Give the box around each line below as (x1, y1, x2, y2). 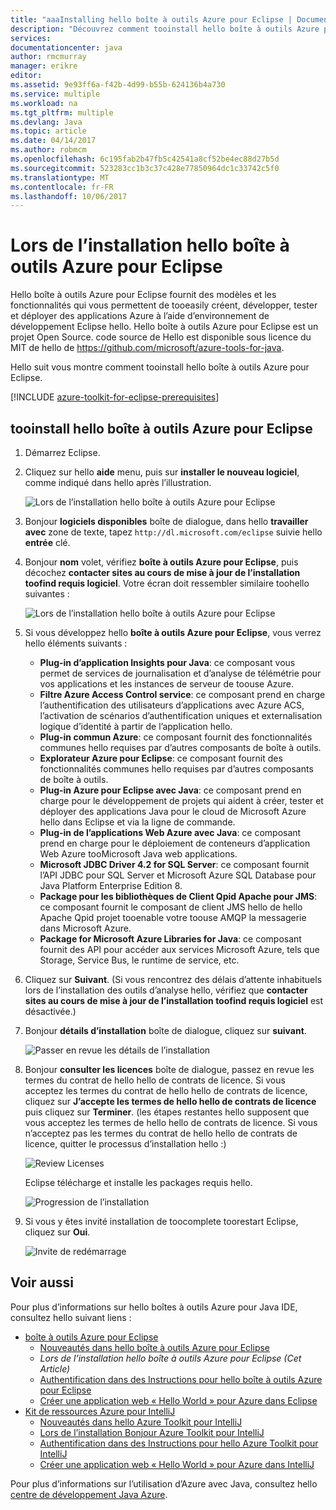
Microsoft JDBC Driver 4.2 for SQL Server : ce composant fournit (39, 859, 310, 870)
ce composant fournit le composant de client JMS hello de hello (39, 901, 303, 913)
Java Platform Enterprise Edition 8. (39, 880, 183, 891)
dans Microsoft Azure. (39, 922, 132, 934)
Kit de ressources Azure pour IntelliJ (24, 1405, 176, 1417)
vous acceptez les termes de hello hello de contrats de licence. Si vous (24, 1117, 318, 1128)
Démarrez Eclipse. (24, 447, 101, 458)
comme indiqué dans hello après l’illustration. (24, 477, 212, 488)
